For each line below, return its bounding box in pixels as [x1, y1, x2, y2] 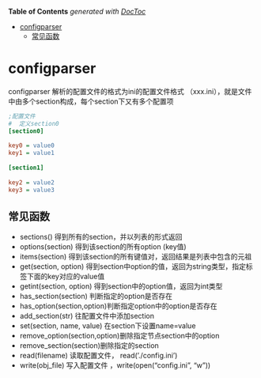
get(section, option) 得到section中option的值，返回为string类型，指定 [19, 262, 247, 271]
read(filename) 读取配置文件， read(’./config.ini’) [19, 351, 178, 361]
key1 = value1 [8, 149, 55, 157]
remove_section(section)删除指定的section [19, 341, 160, 350]
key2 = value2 [8, 178, 55, 187]
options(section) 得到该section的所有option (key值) [19, 242, 187, 251]
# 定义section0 [8, 119, 59, 127]
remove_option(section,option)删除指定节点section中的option [19, 331, 220, 341]
